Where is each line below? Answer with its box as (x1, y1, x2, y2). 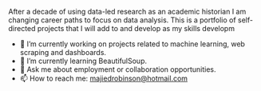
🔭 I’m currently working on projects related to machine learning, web (19, 39, 246, 49)
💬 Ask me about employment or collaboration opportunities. (19, 65, 216, 74)
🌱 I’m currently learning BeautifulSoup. (19, 56, 148, 65)
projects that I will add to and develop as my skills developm (37, 24, 235, 33)
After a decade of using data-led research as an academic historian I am (8, 7, 247, 16)
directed (8, 24, 36, 33)
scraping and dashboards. (19, 48, 106, 57)
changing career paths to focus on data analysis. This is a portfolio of (8, 15, 237, 25)
